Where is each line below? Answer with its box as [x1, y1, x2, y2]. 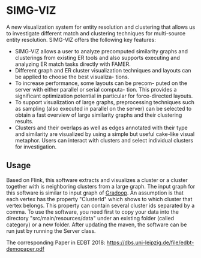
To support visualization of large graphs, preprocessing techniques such [14, 98, 195, 105]
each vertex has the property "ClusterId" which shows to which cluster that [6, 195, 193, 202]
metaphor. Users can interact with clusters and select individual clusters [14, 136, 194, 144]
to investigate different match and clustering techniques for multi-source [6, 29, 186, 37]
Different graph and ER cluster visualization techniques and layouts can [14, 66, 191, 74]
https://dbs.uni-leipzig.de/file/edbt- [106, 239, 194, 246]
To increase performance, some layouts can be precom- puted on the [14, 79, 188, 87]
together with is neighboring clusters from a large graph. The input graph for [6, 183, 196, 190]
